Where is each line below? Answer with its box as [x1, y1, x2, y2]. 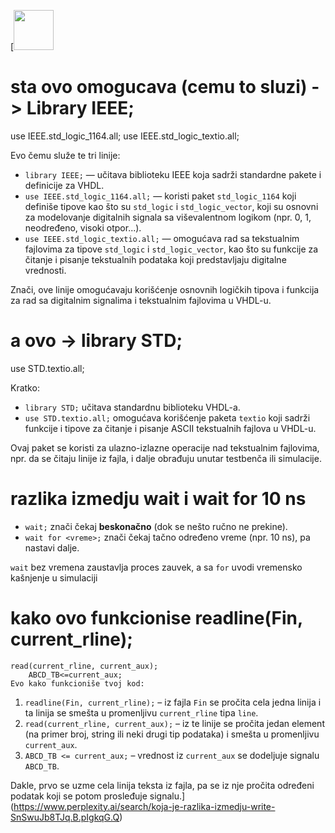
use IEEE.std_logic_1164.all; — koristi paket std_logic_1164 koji [24, 190, 297, 202]
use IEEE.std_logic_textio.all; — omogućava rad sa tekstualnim [24, 232, 300, 244]
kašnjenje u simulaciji [10, 571, 98, 584]
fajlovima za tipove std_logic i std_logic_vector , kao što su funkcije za [24, 243, 319, 255]
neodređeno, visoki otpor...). [24, 221, 142, 234]
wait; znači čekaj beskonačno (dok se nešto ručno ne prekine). [24, 520, 288, 532]
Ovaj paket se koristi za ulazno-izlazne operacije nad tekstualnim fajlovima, [10, 441, 320, 454]
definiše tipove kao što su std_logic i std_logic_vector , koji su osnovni [24, 200, 319, 212]
